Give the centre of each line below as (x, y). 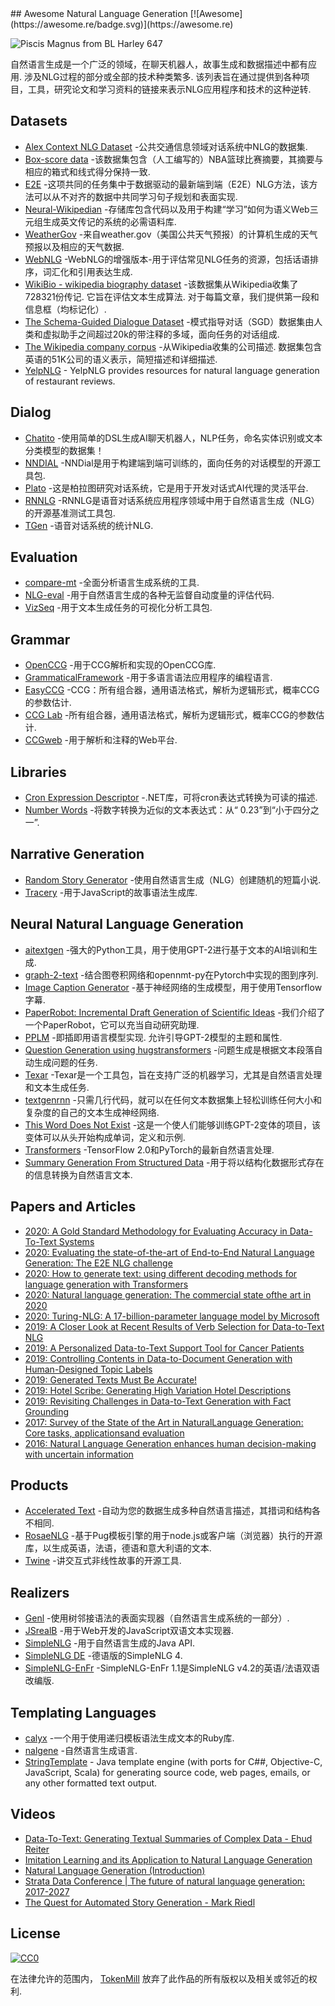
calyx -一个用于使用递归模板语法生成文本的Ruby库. (129, 1738)
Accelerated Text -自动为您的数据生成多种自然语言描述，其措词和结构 (168, 1511)
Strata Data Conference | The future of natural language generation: (165, 1881)
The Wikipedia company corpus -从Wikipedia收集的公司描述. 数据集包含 (173, 346)
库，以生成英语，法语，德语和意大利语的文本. (118, 1548)
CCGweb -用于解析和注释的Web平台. (101, 740)
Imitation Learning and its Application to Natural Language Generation (168, 1859)
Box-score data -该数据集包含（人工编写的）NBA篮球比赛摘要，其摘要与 (174, 159)
